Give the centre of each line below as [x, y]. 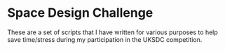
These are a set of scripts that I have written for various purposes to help [113, 32]
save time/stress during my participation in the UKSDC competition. [105, 39]
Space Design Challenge [80, 13]
